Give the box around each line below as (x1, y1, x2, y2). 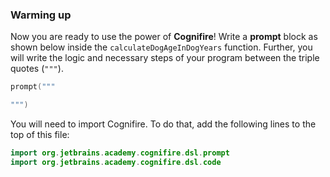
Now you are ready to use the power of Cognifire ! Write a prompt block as (10, 31, 318, 43)
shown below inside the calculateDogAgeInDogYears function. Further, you (10, 41, 313, 53)
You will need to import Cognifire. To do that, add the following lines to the (10, 118, 317, 130)
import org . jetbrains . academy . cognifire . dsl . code (10, 157, 222, 167)
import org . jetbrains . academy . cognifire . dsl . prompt (10, 148, 230, 158)
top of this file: (10, 129, 70, 141)
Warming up (10, 8, 72, 22)
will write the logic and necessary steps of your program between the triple (10, 52, 320, 64)
